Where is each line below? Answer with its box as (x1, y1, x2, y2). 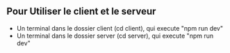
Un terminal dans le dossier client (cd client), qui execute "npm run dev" (16, 24, 224, 32)
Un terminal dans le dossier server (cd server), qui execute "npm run (16, 31, 213, 40)
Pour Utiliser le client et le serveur (6, 6, 156, 17)
